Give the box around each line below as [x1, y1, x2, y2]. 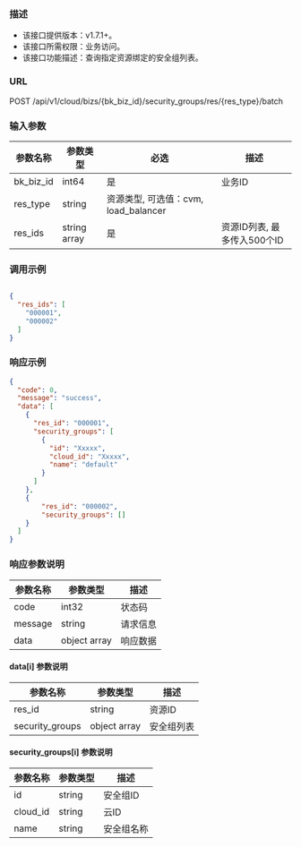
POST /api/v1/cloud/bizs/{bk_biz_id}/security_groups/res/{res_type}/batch [9, 96, 284, 107]
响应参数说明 [9, 558, 65, 570]
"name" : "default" [48, 460, 118, 469]
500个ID [247, 234, 284, 246]
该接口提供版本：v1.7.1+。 [21, 30, 117, 41]
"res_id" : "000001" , [32, 419, 110, 428]
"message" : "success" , [17, 394, 102, 403]
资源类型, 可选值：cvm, [106, 192, 204, 205]
